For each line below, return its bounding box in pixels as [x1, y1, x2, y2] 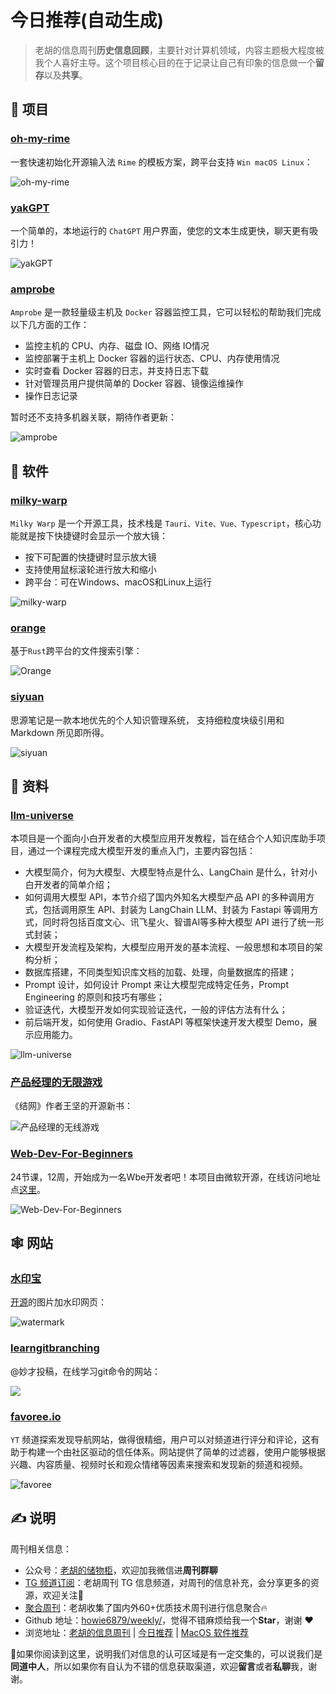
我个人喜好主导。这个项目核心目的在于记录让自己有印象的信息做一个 [34, 56, 316, 68]
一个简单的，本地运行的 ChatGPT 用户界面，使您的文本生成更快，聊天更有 [10, 224, 310, 236]
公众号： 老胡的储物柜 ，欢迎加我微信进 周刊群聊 [24, 1564, 218, 1576]
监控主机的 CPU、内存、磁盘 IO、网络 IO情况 [24, 340, 210, 352]
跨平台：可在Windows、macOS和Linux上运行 [24, 576, 213, 588]
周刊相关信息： [10, 1542, 72, 1555]
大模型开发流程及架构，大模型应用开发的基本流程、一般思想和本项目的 [24, 941, 315, 953]
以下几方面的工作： [10, 319, 90, 331]
